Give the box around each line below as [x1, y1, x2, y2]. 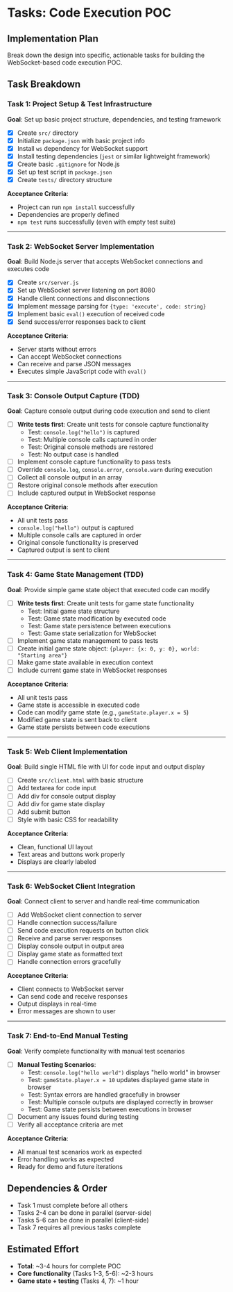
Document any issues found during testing [17, 1112, 139, 1120]
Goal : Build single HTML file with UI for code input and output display [7, 762, 205, 771]
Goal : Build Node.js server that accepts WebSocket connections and [7, 257, 203, 265]
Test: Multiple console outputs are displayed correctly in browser [27, 1097, 214, 1106]
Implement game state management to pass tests [17, 636, 159, 644]
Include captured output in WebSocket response [17, 489, 156, 498]
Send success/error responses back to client [17, 318, 146, 326]
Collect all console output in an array [17, 473, 123, 482]
